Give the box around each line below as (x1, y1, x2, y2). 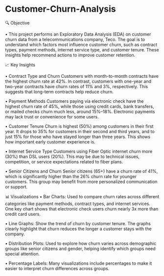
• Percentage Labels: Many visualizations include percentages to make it (5, 260, 152, 266)
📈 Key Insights (5, 62, 36, 68)
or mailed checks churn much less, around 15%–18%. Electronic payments (5, 109, 155, 115)
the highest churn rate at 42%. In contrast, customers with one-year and (5, 78, 152, 84)
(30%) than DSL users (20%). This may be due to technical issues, (5, 153, 140, 160)
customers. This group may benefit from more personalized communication (5, 179, 158, 184)
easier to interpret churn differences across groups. (5, 265, 110, 271)
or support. (5, 184, 28, 189)
